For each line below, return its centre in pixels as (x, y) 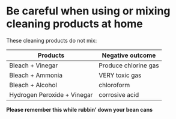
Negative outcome (129, 55)
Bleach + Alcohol (33, 85)
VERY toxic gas (120, 75)
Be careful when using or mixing (88, 11)
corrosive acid (119, 94)
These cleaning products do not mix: (52, 40)
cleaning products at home (74, 24)
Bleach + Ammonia (36, 75)
